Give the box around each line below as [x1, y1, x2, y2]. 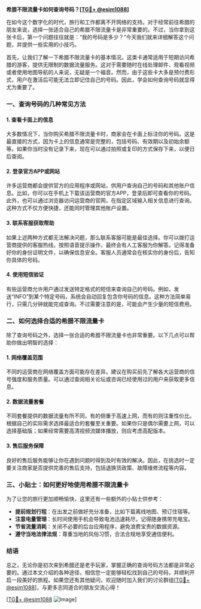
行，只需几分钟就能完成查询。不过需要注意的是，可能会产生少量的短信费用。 [6, 300, 195, 307]
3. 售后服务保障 [6, 442, 44, 449]
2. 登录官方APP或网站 [6, 168, 60, 175]
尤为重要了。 [6, 84, 38, 90]
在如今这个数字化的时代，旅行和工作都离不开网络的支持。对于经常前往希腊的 [6, 19, 195, 26]
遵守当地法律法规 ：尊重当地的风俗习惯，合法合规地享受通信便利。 [14, 530, 178, 537]
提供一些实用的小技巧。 [22, 41, 80, 48]
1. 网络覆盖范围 [6, 354, 43, 361]
